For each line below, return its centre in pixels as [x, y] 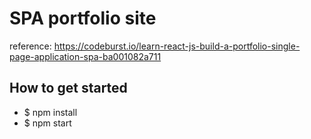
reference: [30, 46]
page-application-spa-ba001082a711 [85, 56]
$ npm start [47, 123]
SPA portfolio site [83, 18]
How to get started [68, 88]
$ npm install [50, 112]
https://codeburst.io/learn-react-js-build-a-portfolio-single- [177, 46]
